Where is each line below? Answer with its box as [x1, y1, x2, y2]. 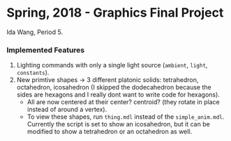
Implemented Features [6, 45, 85, 55]
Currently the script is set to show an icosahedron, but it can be [27, 120, 210, 128]
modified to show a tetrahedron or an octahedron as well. [27, 127, 193, 136]
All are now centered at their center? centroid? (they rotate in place [27, 98, 221, 106]
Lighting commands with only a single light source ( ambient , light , [16, 61, 208, 69]
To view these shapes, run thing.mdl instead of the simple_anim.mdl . [27, 113, 225, 121]
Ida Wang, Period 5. [6, 28, 64, 36]
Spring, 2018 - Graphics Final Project [6, 5, 224, 21]
